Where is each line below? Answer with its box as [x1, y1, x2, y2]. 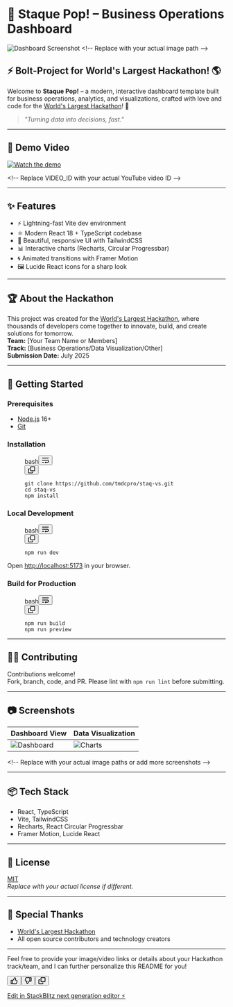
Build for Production [7, 579, 76, 589]
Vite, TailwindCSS [17, 815, 68, 824]
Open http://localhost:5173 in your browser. [7, 562, 131, 570]
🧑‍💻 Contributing [7, 651, 78, 663]
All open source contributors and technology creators [17, 934, 171, 943]
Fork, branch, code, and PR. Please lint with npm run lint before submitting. [7, 677, 225, 685]
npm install [24, 492, 59, 499]
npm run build [24, 619, 66, 627]
